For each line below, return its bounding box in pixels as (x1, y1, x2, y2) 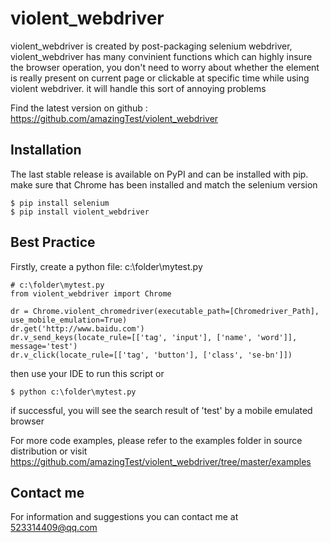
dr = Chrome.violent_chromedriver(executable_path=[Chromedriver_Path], (10, 306, 320, 316)
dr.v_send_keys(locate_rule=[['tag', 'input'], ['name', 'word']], (10, 332, 298, 342)
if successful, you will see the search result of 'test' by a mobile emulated (10, 404, 313, 416)
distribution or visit (10, 445, 88, 457)
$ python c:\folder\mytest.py (10, 387, 137, 397)
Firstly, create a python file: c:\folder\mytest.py (10, 260, 203, 272)
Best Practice (10, 234, 96, 251)
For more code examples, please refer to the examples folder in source (10, 434, 303, 446)
